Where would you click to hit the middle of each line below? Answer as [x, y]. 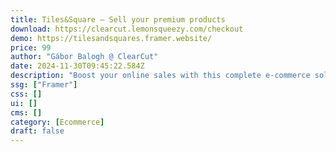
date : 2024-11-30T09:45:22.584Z [77, 66]
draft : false [37, 131]
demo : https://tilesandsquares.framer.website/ [111, 38]
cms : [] [26, 112]
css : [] [26, 94]
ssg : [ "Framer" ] [44, 85]
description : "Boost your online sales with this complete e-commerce [160, 76]
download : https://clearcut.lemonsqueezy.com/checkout [127, 29]
